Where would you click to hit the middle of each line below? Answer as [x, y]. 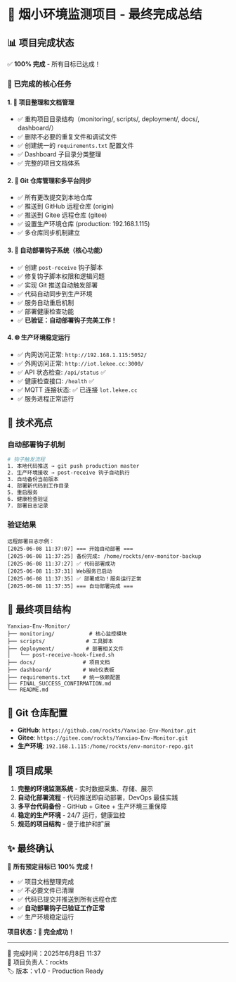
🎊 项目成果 [30, 770]
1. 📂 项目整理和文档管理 [41, 102]
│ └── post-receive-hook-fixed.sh [61, 655]
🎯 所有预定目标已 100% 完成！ [51, 866]
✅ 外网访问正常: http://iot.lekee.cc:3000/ [80, 363]
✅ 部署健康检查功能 [46, 311]
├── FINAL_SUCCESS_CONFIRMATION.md [59, 683]
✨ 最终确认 [31, 849]
